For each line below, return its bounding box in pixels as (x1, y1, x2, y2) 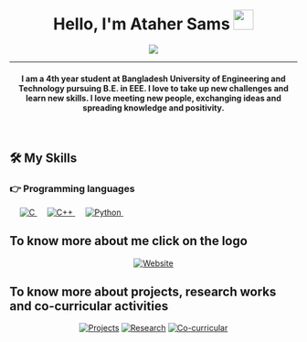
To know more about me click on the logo (9, 233, 249, 249)
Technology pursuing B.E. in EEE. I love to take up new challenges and (17, 82, 290, 93)
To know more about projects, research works (9, 284, 277, 300)
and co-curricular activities (9, 298, 169, 315)
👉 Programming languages (9, 183, 135, 196)
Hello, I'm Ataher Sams (53, 14, 230, 35)
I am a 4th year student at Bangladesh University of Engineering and (21, 73, 286, 84)
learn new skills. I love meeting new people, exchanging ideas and (26, 92, 281, 103)
